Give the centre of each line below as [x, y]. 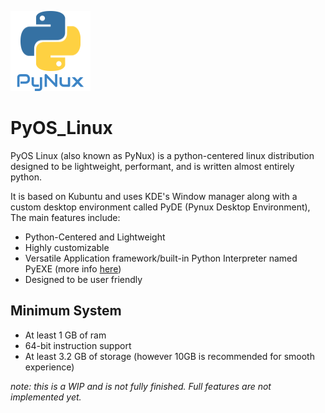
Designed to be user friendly [83, 279]
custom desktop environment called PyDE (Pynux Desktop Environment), [160, 207]
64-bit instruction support [78, 345]
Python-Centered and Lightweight [95, 237]
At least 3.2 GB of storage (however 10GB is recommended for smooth [169, 356]
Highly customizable [67, 247]
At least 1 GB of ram [65, 335]
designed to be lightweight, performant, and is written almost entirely [152, 166]
